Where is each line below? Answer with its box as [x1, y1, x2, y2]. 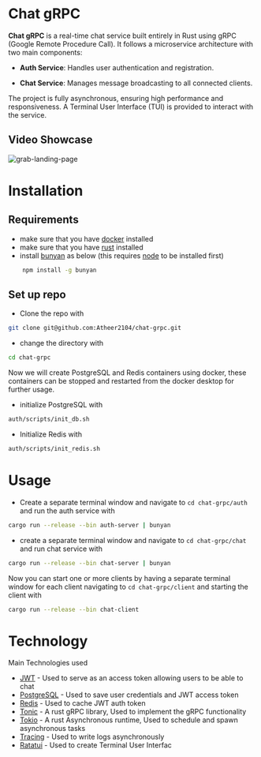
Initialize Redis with [19, 429, 83, 439]
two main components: [8, 47, 83, 57]
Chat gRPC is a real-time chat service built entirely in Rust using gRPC [8, 31, 237, 40]
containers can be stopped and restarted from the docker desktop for [8, 377, 234, 386]
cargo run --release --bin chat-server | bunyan [8, 559, 171, 567]
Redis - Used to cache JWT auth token [19, 699, 146, 708]
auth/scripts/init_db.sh [8, 415, 90, 423]
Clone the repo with [19, 309, 84, 318]
